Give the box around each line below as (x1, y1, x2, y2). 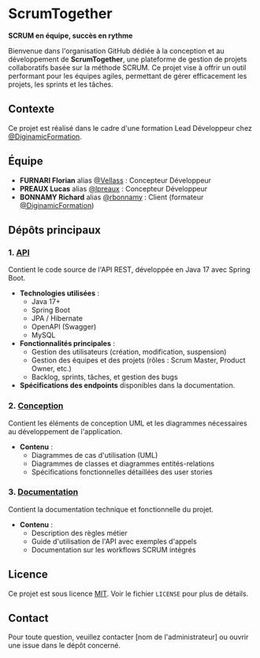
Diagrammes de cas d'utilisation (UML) (31, 450, 158, 459)
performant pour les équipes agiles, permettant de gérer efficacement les (8, 71, 247, 80)
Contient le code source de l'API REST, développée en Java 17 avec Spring (8, 265, 251, 274)
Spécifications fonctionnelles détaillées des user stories (31, 467, 213, 477)
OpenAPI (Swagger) (31, 322, 97, 332)
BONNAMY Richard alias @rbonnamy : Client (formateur (19, 192, 204, 202)
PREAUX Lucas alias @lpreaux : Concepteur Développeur (19, 184, 208, 193)
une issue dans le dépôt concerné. (8, 641, 121, 650)
